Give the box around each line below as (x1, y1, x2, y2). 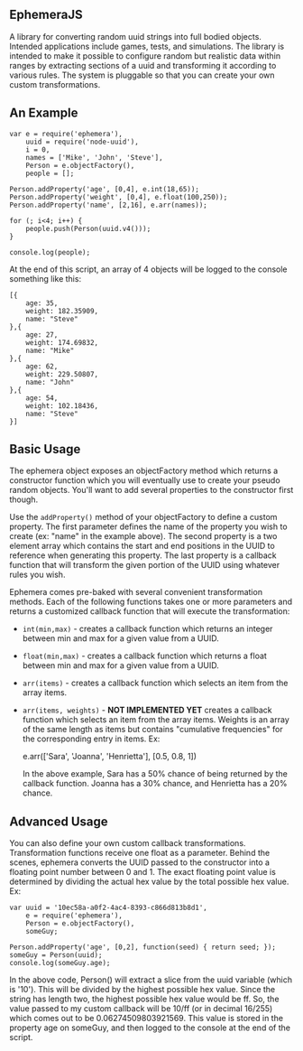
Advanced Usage (9, 814, 108, 829)
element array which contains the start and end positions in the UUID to (9, 541, 275, 552)
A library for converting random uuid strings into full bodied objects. (9, 31, 262, 42)
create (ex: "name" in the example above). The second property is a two (9, 531, 278, 542)
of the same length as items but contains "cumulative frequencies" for (22, 724, 283, 735)
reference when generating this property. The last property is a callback (9, 550, 277, 561)
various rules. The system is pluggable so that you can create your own (9, 70, 275, 80)
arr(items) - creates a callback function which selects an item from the (22, 677, 289, 689)
